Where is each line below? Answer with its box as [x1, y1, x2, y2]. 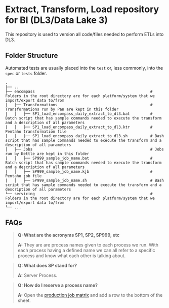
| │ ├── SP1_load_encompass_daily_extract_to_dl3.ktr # [5, 125, 153, 130]
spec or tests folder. [5, 70, 47, 76]
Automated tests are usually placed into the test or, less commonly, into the [5, 65, 163, 71]
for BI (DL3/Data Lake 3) [5, 14, 108, 26]
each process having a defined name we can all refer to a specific [17, 247, 155, 253]
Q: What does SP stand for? [17, 262, 77, 268]
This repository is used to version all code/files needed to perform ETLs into [5, 31, 164, 37]
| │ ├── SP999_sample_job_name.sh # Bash [5, 178, 164, 183]
